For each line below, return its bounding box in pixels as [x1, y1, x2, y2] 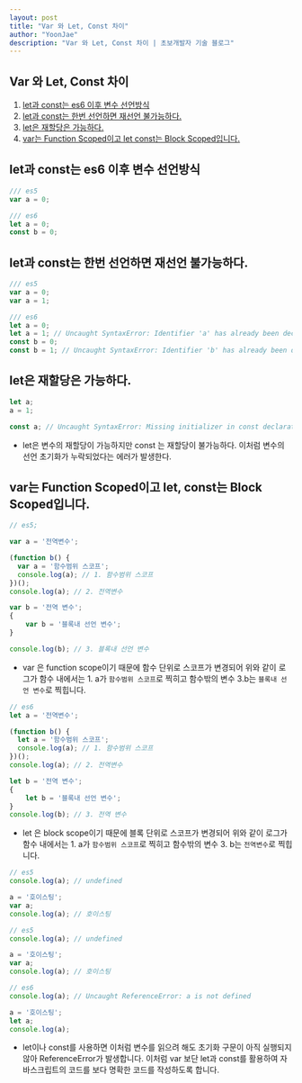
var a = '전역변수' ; [9, 537, 79, 546]
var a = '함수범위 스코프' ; [17, 562, 110, 571]
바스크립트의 [22, 1064, 67, 1076]
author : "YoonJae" [9, 30, 78, 39]
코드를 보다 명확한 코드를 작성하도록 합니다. [68, 1064, 220, 1076]
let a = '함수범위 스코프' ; [17, 736, 110, 745]
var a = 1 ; [9, 296, 50, 305]
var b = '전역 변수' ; [9, 603, 83, 612]
